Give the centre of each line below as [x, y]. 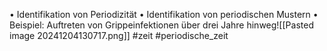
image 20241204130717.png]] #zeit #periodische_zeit [119, 35]
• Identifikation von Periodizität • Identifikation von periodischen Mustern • [164, 14]
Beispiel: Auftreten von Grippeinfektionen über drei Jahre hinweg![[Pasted [161, 25]
